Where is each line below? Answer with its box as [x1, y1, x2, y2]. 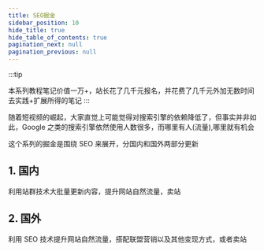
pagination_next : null [8, 41, 83, 49]
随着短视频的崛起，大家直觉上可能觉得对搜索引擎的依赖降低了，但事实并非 [8, 113, 250, 122]
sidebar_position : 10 [8, 19, 80, 27]
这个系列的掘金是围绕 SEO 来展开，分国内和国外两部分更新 [8, 139, 199, 148]
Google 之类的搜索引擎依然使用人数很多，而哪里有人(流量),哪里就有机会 [21, 123, 255, 131]
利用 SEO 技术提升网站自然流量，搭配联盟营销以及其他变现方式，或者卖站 [8, 234, 247, 244]
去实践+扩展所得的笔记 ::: [8, 96, 91, 105]
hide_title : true [8, 26, 65, 34]
